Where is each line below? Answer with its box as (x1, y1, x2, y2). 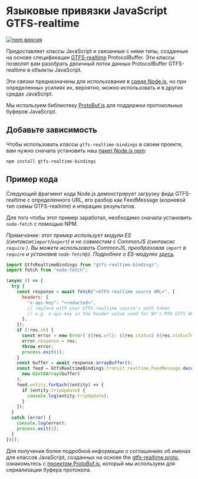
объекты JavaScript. (31, 66, 82, 73)
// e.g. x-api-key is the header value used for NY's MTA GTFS (27, 310, 186, 316)
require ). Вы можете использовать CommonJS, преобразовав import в (6, 244, 187, 251)
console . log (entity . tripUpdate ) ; (27, 393, 110, 399)
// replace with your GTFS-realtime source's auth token (27, 305, 170, 311)
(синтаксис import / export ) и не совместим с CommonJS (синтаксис (6, 237, 176, 245)
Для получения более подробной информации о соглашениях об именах (6, 447, 191, 454)
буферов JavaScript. (6, 108, 57, 115)
